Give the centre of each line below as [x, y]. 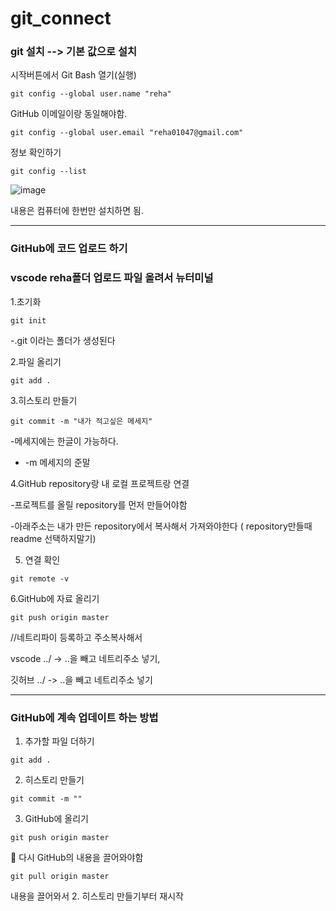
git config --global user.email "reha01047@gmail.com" [127, 133]
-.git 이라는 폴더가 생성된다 [63, 340]
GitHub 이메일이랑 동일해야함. [69, 114]
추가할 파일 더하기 [59, 741]
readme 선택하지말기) [53, 538]
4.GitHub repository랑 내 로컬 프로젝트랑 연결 [100, 483]
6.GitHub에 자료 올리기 [55, 598]
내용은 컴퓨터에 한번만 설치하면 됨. [77, 211]
